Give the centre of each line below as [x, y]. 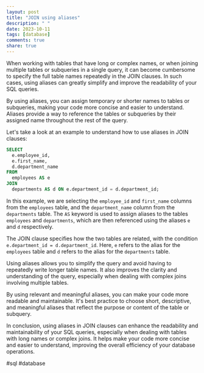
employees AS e [31, 178]
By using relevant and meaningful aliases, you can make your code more [97, 294]
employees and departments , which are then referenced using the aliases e [98, 220]
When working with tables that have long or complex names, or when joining [102, 63]
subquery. [19, 313]
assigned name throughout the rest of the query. [67, 120]
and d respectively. [30, 226]
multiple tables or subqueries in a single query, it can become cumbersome [101, 69]
